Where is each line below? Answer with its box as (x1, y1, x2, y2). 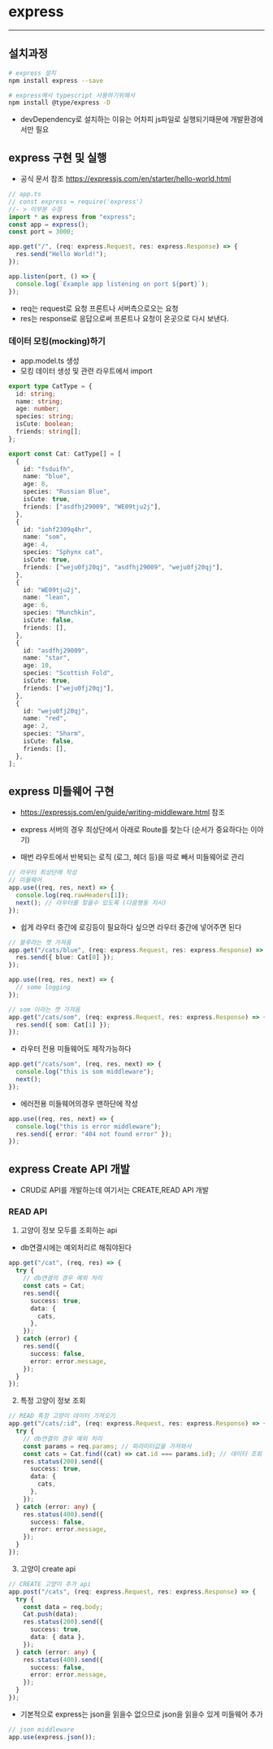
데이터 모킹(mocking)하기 (8, 336, 106, 347)
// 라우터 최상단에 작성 (8, 869, 77, 877)
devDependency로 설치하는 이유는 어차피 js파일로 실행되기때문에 (19, 115, 229, 124)
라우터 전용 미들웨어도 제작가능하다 (19, 1044, 132, 1053)
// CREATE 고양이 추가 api (8, 1580, 92, 1588)
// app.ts (8, 190, 42, 198)
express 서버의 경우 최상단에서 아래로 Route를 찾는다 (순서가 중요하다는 (19, 825, 249, 835)
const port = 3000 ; (8, 228, 75, 236)
